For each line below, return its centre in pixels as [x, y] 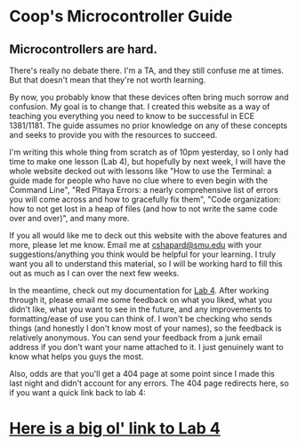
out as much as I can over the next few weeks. [94, 273]
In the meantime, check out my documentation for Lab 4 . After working [139, 290]
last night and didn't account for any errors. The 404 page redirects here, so [149, 383]
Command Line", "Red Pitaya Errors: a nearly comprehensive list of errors [144, 190]
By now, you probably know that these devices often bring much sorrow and [149, 97]
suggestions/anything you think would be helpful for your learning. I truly [143, 254]
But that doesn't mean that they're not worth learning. [108, 80]
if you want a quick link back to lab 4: [77, 392]
